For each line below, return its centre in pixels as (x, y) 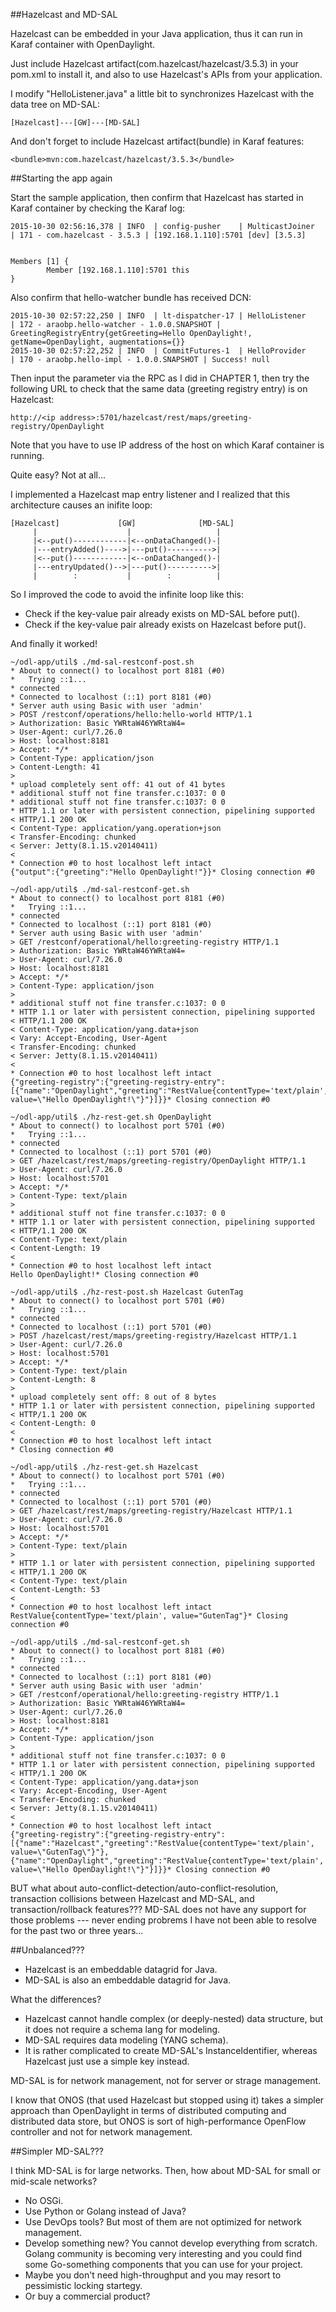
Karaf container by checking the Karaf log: (98, 208)
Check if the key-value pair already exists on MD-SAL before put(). (162, 613)
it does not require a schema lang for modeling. (122, 2029)
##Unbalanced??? (47, 1950)
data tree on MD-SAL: (55, 104)
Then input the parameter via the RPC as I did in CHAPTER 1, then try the (160, 378)
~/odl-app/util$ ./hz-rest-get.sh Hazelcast (104, 1467)
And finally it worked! (54, 643)
